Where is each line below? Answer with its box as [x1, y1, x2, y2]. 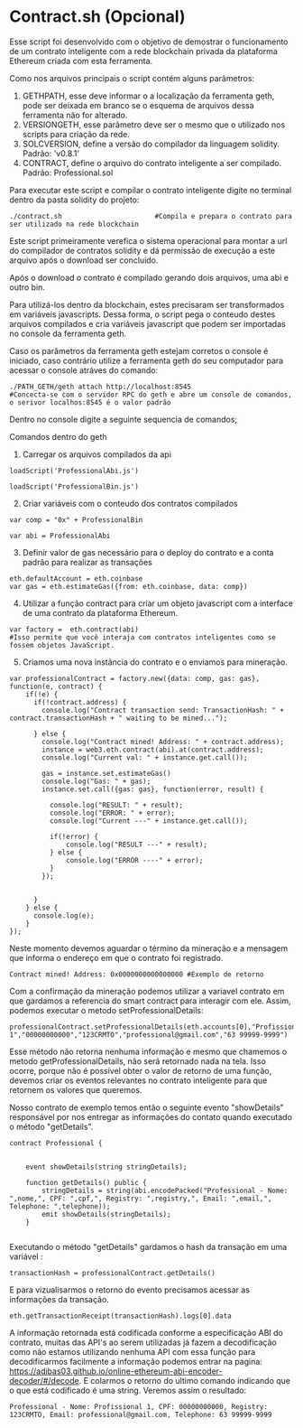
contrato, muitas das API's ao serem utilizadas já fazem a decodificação [9, 1337, 277, 1348]
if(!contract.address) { [32, 697, 127, 706]
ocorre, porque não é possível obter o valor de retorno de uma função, [9, 1065, 272, 1076]
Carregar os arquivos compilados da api [22, 449, 171, 460]
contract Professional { [9, 1138, 103, 1148]
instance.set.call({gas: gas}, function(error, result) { [41, 784, 264, 794]
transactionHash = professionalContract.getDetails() [9, 1268, 216, 1277]
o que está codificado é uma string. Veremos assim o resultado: [9, 1385, 246, 1395]
